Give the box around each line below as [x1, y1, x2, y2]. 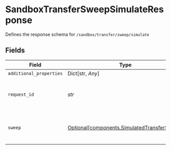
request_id [8, 91, 34, 97]
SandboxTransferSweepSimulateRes [5, 4, 164, 15]
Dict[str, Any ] [67, 70, 100, 77]
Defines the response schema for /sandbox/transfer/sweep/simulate [5, 31, 150, 37]
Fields [5, 46, 25, 55]
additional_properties [8, 70, 63, 76]
